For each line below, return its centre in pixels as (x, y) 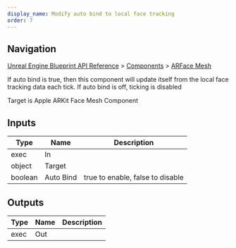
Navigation (32, 49)
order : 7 (20, 20)
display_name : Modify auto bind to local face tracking (91, 14)
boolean (24, 178)
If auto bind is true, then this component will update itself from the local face (118, 80)
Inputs (22, 123)
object (21, 166)
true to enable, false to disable (134, 178)
